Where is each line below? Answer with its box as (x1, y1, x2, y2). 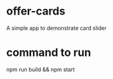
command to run (6, 46, 91, 60)
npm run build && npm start (6, 66, 75, 73)
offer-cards (6, 4, 66, 18)
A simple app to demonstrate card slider (6, 24, 107, 32)
